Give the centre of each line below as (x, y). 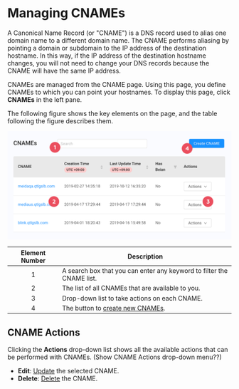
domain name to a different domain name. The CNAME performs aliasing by (118, 40)
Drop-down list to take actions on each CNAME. (132, 298)
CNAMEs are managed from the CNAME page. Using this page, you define (117, 84)
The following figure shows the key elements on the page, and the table (112, 113)
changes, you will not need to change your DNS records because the (108, 63)
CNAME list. (79, 279)
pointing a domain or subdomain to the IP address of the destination (107, 48)
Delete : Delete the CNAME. (58, 378)
